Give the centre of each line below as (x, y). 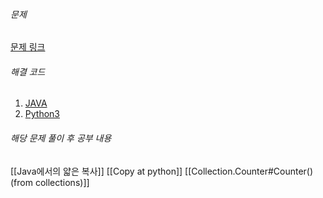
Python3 (42, 114)
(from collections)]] (50, 182)
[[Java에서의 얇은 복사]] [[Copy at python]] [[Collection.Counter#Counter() (162, 171)
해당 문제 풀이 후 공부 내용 (61, 138)
